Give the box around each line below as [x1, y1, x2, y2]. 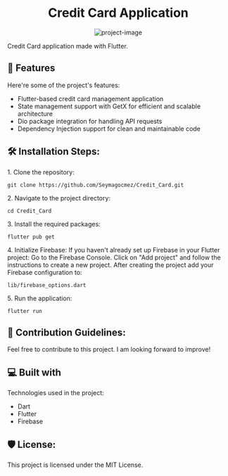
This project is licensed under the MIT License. [7, 461, 144, 469]
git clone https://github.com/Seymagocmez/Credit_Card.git [7, 181, 184, 188]
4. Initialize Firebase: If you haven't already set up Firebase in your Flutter [7, 245, 220, 254]
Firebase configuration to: [7, 268, 82, 276]
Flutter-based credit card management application [17, 94, 164, 103]
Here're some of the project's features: [7, 81, 120, 89]
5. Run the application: [7, 294, 72, 302]
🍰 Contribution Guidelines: [7, 326, 126, 338]
